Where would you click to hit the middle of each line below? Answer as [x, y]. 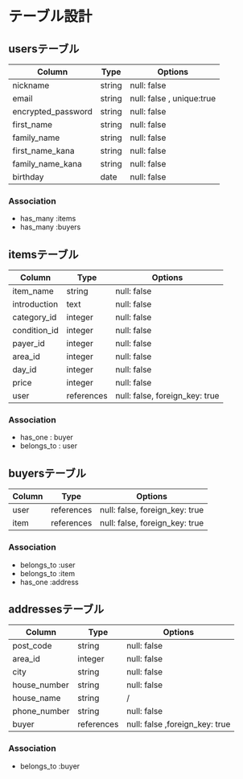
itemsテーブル [43, 254]
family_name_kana [47, 164]
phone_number [41, 711]
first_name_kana [43, 151]
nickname [31, 85]
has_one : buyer [47, 437]
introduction [35, 304]
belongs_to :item [47, 573]
